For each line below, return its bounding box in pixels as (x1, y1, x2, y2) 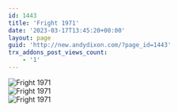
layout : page (8, 33, 51, 42)
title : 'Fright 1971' (8, 19, 80, 27)
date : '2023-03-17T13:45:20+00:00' (8, 26, 126, 34)
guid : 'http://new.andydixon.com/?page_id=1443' (8, 41, 172, 49)
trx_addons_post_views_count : (8, 48, 108, 56)
